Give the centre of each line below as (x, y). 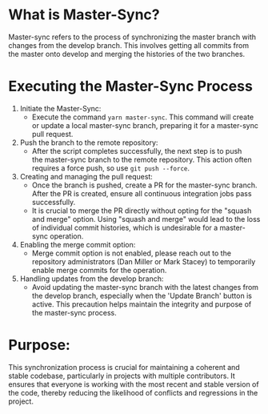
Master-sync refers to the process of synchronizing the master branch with (132, 37)
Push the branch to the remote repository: (89, 143)
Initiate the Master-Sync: (60, 108)
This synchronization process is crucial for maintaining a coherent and (124, 367)
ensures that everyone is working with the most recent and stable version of (134, 384)
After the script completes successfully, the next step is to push (137, 151)
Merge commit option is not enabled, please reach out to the (132, 253)
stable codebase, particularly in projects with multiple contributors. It (122, 376)
